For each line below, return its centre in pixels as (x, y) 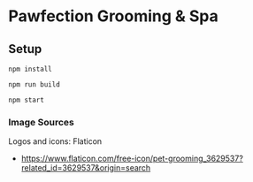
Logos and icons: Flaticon (55, 141)
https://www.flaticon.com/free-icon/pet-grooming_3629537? (132, 159)
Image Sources (41, 122)
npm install (30, 69)
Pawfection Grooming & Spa (113, 16)
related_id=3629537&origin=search (86, 168)
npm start (27, 100)
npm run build (34, 85)
